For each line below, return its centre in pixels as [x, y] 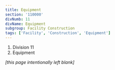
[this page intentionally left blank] [40, 62]
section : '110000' [24, 14]
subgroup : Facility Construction [40, 28]
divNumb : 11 [17, 19]
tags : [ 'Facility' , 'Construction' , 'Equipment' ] [58, 33]
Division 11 [23, 47]
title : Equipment [23, 10]
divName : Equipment [25, 24]
